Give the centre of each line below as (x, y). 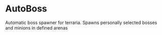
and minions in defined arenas (36, 27)
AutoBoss (26, 9)
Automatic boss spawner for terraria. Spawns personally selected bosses (81, 22)
